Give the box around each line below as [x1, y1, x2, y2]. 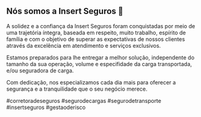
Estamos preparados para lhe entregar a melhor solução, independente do [6, 53, 195, 61]
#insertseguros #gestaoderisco [6, 104, 86, 111]
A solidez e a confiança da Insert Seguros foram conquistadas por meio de [6, 22, 195, 29]
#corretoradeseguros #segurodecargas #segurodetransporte [6, 97, 161, 104]
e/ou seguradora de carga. [6, 67, 74, 74]
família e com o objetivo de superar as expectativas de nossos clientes [6, 35, 185, 43]
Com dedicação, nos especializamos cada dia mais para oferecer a [6, 78, 176, 86]
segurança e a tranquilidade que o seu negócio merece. [6, 85, 148, 92]
